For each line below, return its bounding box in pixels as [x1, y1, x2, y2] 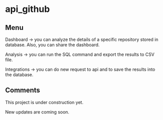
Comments [5, 86, 40, 95]
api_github [5, 3, 50, 15]
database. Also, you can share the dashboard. [5, 42, 100, 48]
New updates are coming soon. [5, 109, 70, 115]
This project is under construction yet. [5, 99, 84, 105]
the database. [5, 72, 34, 78]
